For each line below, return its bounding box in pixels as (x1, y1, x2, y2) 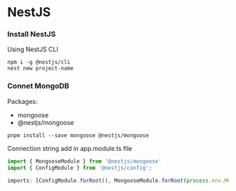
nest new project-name (7, 65, 74, 72)
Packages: (7, 97, 38, 105)
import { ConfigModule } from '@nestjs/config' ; (7, 164, 152, 171)
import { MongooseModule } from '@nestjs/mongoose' (7, 157, 162, 165)
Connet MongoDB (7, 81, 70, 91)
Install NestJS (7, 29, 56, 39)
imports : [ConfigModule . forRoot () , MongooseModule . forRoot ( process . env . (7, 177, 225, 184)
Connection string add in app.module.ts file (7, 144, 133, 152)
